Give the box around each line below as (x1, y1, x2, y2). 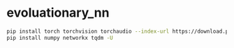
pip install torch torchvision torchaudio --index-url (6, 28, 170, 35)
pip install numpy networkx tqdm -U (6, 34, 113, 41)
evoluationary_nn (6, 5, 110, 21)
